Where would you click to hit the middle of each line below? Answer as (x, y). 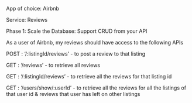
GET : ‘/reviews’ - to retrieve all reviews (53, 65)
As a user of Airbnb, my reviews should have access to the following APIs (95, 42)
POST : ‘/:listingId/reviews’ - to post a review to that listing (76, 54)
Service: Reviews (27, 20)
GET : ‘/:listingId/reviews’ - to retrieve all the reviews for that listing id (89, 76)
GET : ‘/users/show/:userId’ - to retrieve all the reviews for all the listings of (96, 88)
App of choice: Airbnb (33, 8)
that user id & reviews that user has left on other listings (73, 94)
